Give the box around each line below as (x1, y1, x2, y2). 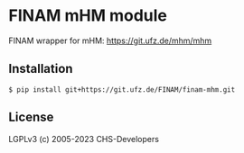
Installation (8, 61, 73, 76)
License (8, 110, 54, 125)
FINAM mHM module (8, 5, 168, 26)
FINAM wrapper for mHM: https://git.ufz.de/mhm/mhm (8, 35, 212, 46)
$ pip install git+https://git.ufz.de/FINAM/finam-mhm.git (8, 85, 236, 94)
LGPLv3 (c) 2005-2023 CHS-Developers (8, 133, 160, 144)
